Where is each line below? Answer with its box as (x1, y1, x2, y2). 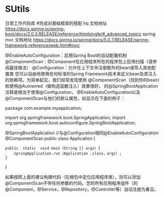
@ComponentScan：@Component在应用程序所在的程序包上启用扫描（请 (5, 58, 153, 64)
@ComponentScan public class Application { (5, 135, 96, 141)
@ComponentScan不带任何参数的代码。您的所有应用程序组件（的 (5, 180, 138, 186)
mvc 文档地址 (5, 37, 32, 43)
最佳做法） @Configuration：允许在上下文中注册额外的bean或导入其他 (9, 65, 152, 71)
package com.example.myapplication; (5, 105, 82, 111)
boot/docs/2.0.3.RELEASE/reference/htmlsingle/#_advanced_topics (5, 31, 141, 37)
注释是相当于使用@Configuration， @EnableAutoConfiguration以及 (5, 89, 141, 95)
